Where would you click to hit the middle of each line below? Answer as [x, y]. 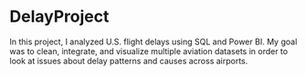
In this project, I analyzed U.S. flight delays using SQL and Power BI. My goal [153, 42]
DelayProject [59, 17]
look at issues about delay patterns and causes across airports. [129, 61]
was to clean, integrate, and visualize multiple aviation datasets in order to [149, 51]
